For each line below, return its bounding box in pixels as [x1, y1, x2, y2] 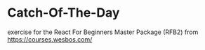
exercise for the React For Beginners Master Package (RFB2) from [7, 28, 199, 36]
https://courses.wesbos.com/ [7, 35, 93, 43]
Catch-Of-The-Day [7, 5, 120, 21]
